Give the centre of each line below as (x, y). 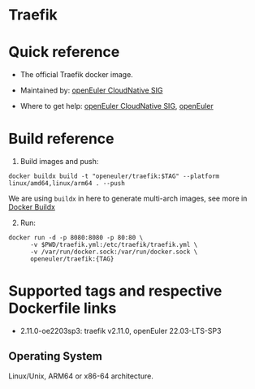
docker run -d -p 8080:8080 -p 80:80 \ (76, 238)
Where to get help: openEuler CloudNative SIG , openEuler (117, 106)
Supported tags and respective (115, 291)
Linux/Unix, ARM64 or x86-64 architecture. (81, 376)
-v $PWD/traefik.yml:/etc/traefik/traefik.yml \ (114, 245)
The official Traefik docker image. (77, 75)
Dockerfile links (63, 308)
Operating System (56, 356)
